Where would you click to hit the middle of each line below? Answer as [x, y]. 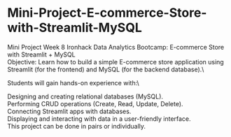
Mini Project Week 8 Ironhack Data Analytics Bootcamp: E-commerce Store [116, 47]
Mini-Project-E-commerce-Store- [107, 13]
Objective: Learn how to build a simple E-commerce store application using [115, 62]
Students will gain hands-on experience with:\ [73, 82]
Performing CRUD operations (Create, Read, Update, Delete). [95, 103]
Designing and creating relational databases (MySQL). [85, 96]
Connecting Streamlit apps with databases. [69, 111]
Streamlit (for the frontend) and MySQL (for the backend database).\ [106, 69]
